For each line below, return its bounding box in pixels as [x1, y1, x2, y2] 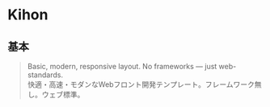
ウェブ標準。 [41, 90, 85, 99]
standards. [27, 70, 64, 80]
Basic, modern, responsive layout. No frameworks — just [27, 62, 217, 71]
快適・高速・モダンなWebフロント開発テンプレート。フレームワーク [27, 80, 255, 89]
